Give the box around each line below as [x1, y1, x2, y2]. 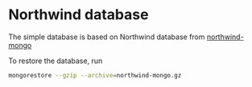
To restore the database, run [8, 56, 103, 65]
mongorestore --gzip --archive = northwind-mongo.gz [8, 71, 182, 79]
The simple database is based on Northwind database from [8, 32, 205, 42]
